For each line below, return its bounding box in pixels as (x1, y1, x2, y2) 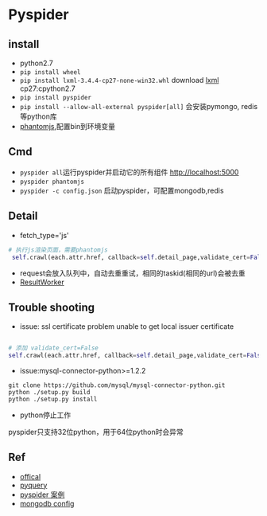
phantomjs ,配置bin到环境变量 (19, 122, 115, 131)
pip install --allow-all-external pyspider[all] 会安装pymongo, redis (19, 102, 258, 111)
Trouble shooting (8, 300, 95, 314)
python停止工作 (19, 410, 72, 420)
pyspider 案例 (19, 490, 65, 499)
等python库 (19, 111, 57, 121)
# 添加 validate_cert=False (8, 344, 99, 352)
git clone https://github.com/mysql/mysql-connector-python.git (8, 381, 226, 389)
